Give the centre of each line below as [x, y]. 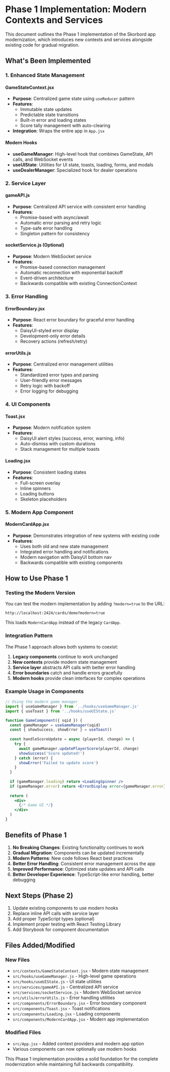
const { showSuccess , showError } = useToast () [61, 730]
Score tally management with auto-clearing [65, 126]
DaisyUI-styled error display [50, 331]
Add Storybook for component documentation [61, 930]
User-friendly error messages [51, 380]
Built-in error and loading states [53, 120]
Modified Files [23, 1032]
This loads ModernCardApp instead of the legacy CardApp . [63, 623]
